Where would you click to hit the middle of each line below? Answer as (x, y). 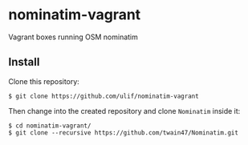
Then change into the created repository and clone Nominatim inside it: (124, 111)
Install (24, 62)
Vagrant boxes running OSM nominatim (73, 37)
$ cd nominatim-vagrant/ (50, 126)
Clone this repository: (44, 81)
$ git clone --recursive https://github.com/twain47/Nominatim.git (124, 133)
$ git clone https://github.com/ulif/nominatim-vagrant (104, 96)
